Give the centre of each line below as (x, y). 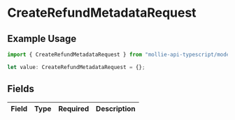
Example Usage (42, 39)
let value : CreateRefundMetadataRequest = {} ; (76, 67)
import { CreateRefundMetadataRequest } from (74, 54)
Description (116, 108)
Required (74, 108)
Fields (21, 89)
